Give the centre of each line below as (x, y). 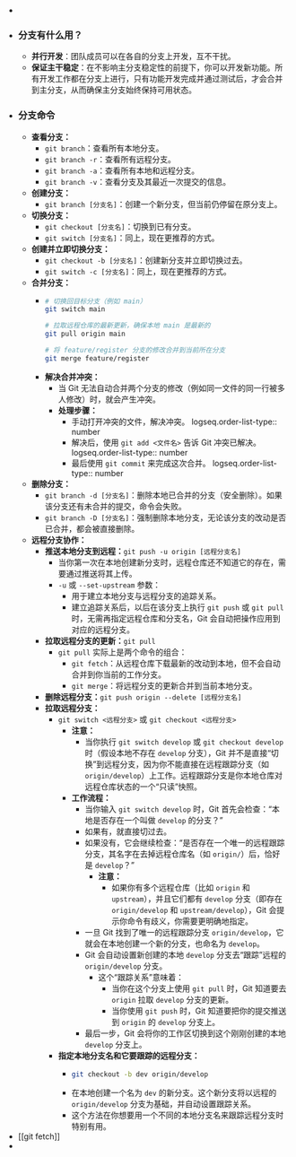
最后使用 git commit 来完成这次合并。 (141, 463)
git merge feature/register (97, 358)
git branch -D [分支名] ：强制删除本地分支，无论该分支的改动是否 (165, 518)
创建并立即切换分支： (70, 248)
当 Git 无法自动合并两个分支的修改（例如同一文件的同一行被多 (171, 387)
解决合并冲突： (72, 377)
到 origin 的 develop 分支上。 (166, 1022)
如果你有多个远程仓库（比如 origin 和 (181, 887)
